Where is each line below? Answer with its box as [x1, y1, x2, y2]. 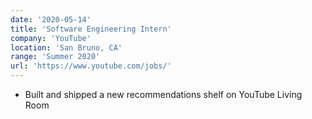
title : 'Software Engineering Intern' [10, 24, 172, 34]
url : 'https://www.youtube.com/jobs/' [10, 61, 172, 71]
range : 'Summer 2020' [10, 52, 101, 62]
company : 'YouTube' [10, 33, 92, 43]
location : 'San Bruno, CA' [10, 42, 123, 53]
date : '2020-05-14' [10, 14, 92, 25]
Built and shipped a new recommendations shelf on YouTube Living [24, 89, 303, 100]
